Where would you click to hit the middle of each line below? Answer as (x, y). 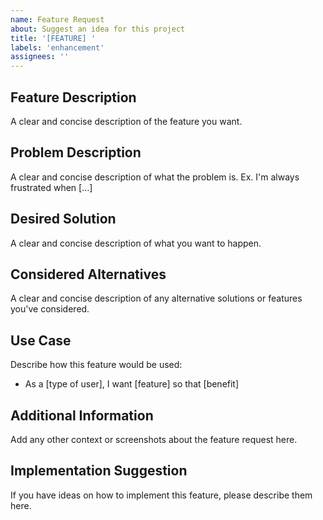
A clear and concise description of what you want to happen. (136, 243)
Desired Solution (63, 219)
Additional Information (82, 415)
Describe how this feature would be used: (96, 365)
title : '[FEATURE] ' (53, 38)
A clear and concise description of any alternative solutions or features (156, 298)
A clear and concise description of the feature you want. (126, 121)
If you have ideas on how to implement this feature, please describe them (161, 495)
